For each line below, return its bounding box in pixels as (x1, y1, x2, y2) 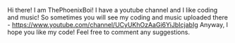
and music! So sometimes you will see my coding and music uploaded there (7, 13, 228, 21)
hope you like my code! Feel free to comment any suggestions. (7, 28, 191, 36)
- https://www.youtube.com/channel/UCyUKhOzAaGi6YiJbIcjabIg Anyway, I (7, 21, 228, 28)
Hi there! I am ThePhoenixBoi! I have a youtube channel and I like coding (7, 6, 218, 14)
